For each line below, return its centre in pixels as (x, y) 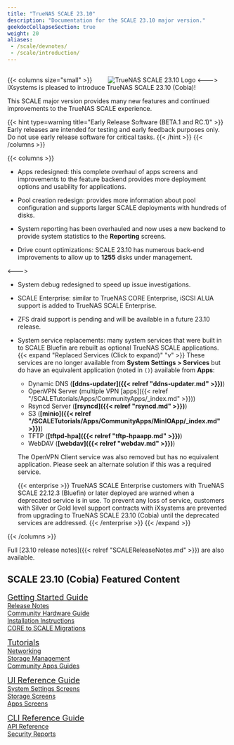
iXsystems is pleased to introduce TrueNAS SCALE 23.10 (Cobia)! (102, 87)
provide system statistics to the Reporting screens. (92, 236)
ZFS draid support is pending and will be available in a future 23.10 (114, 319)
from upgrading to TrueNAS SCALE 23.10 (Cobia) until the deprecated (118, 515)
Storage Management (39, 658)
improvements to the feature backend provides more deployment (111, 179)
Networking (24, 651)
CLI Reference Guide (46, 718)
